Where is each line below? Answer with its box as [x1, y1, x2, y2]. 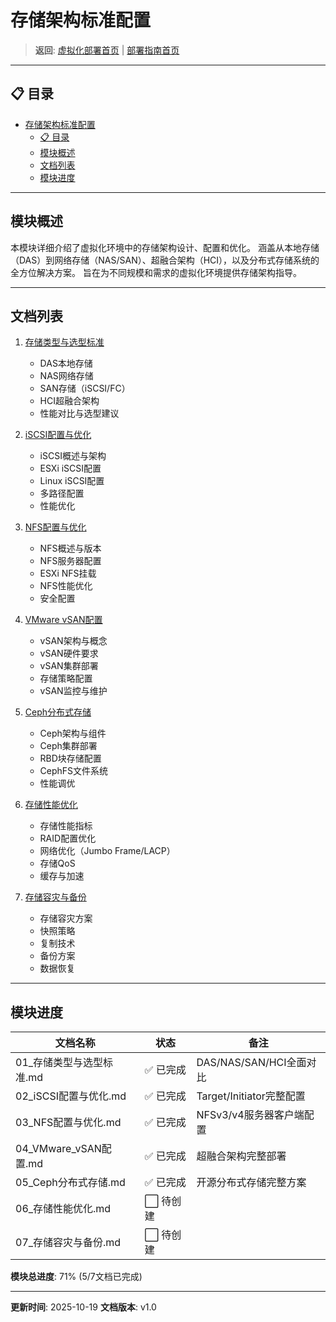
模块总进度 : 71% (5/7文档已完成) [10, 1271, 143, 1283]
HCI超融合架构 [39, 395, 100, 407]
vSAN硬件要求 [39, 647, 99, 660]
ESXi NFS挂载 [39, 567, 97, 580]
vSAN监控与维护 [39, 685, 108, 697]
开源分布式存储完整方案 [196, 1176, 307, 1190]
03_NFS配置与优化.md [15, 1116, 122, 1130]
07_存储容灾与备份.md [15, 1236, 122, 1250]
